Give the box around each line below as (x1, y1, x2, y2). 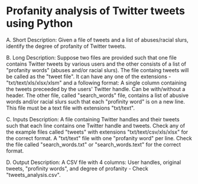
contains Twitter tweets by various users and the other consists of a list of (6, 60, 187, 67)
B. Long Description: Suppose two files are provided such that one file (6, 54, 177, 61)
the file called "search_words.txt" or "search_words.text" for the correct (6, 141, 181, 148)
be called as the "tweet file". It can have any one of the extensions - (6, 73, 171, 80)
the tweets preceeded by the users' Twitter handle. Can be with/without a (6, 85, 186, 92)
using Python (6, 17, 73, 30)
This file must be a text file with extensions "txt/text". (6, 104, 135, 111)
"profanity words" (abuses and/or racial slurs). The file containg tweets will (6, 66, 189, 73)
